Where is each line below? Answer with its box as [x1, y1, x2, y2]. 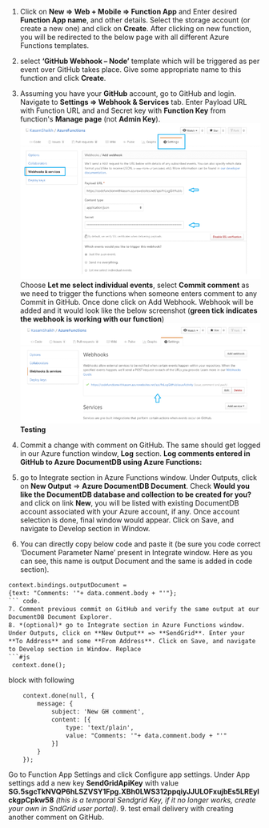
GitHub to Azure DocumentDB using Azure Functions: [19, 458, 203, 467]
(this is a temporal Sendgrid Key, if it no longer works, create [55, 795, 256, 805]
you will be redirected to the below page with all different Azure [19, 32, 230, 42]
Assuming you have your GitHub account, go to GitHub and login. [19, 89, 237, 98]
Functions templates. [19, 41, 90, 50]
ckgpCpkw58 [8, 795, 54, 805]
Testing [19, 425, 46, 434]
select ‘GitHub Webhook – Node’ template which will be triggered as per [19, 56, 260, 66]
